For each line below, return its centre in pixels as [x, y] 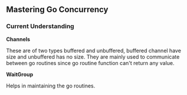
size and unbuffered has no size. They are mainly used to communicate [93, 57]
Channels [18, 39]
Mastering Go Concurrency [57, 10]
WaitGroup [20, 74]
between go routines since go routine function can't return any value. [91, 63]
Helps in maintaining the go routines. [51, 86]
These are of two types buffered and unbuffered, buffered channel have [94, 50]
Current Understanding [40, 26]
